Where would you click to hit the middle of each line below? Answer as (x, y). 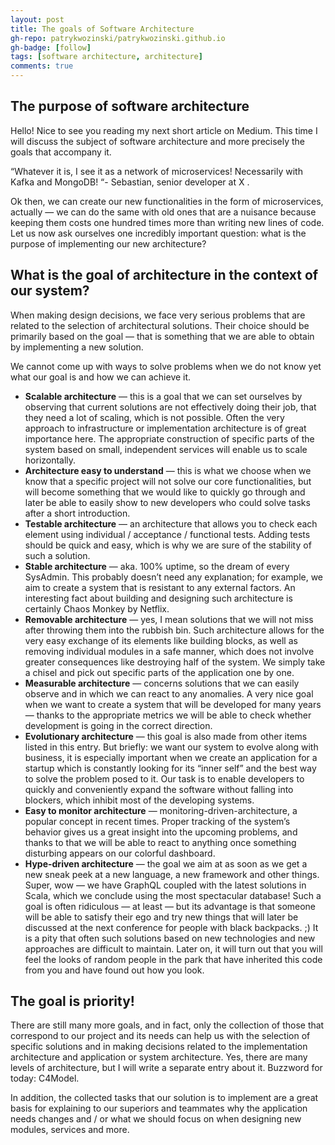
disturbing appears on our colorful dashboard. (120, 853)
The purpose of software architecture (130, 106)
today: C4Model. (45, 1078)
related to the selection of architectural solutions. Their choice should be (160, 325)
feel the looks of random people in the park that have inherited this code (173, 959)
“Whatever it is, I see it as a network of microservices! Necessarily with (156, 171)
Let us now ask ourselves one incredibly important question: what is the (158, 233)
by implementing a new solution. (77, 347)
